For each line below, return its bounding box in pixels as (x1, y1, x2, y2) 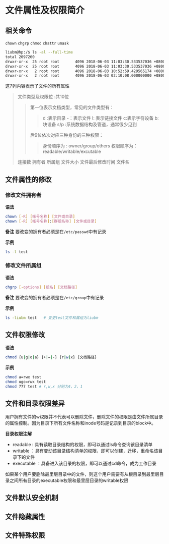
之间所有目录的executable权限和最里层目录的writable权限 (9, 477, 129, 483)
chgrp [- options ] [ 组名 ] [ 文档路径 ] (5, 285, 77, 290)
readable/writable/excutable (42, 148, 102, 154)
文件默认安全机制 (5, 494, 58, 502)
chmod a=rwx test (5, 374, 42, 380)
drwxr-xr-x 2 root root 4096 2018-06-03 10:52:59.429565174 (5, 69, 152, 74)
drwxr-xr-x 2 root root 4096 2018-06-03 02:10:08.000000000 (5, 73, 152, 78)
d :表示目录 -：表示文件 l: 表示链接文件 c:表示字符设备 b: (42, 115, 159, 121)
